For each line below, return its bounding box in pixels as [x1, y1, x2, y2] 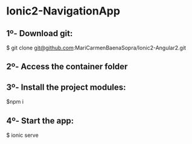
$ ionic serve [6, 131, 39, 139]
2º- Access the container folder [6, 61, 128, 72]
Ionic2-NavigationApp [6, 4, 121, 18]
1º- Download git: [6, 28, 73, 39]
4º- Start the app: [6, 116, 74, 126]
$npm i [6, 98, 24, 105]
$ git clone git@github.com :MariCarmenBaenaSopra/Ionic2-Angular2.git [6, 44, 186, 51]
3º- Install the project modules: [6, 82, 126, 92]
